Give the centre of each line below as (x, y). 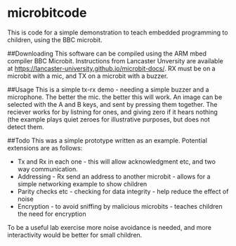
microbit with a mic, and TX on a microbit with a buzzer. (88, 76)
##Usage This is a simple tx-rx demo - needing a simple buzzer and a (108, 89)
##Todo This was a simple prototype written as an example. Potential (107, 140)
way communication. (48, 169)
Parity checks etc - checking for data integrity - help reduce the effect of (123, 191)
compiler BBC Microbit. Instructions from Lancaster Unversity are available (115, 60)
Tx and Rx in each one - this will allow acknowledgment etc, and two (117, 161)
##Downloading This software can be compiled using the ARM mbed (107, 53)
